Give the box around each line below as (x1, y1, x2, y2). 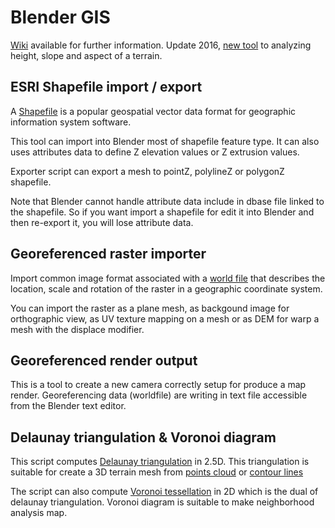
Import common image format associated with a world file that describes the (10, 272, 326, 284)
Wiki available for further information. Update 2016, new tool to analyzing (10, 39, 312, 51)
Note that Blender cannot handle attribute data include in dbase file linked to (10, 195, 325, 207)
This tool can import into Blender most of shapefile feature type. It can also (10, 135, 320, 147)
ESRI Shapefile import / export (10, 79, 203, 96)
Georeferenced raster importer (10, 246, 207, 263)
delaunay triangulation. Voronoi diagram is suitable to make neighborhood (10, 496, 315, 508)
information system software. (10, 116, 132, 128)
